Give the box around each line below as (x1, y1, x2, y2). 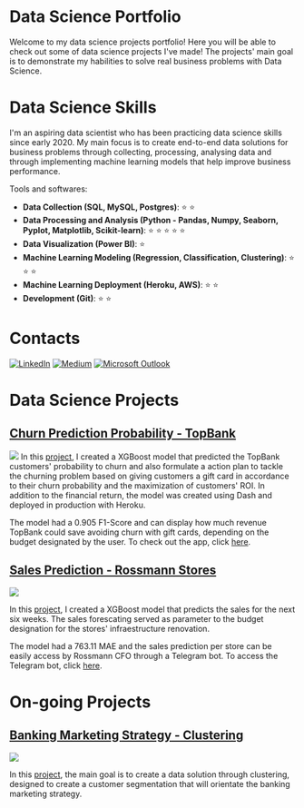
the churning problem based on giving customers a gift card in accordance (9, 470, 289, 481)
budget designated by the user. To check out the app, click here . (9, 536, 251, 547)
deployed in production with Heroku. (9, 499, 146, 510)
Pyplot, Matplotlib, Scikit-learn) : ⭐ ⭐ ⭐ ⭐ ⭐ (22, 224, 186, 235)
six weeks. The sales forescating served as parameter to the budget (9, 613, 264, 624)
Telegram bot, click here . (9, 660, 103, 671)
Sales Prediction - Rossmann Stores (9, 563, 217, 578)
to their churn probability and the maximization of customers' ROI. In (9, 479, 265, 491)
